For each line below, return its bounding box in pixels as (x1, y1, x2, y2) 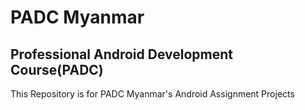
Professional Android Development (10, 46, 234, 63)
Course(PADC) (10, 61, 104, 78)
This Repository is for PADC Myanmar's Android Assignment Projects (10, 88, 295, 100)
